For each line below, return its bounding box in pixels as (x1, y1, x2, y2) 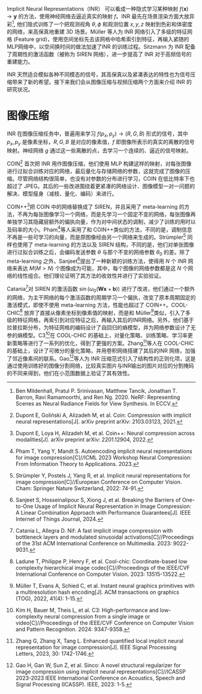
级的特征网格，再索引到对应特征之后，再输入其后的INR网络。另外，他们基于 (7, 317, 194, 324)
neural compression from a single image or (44, 613, 150, 620)
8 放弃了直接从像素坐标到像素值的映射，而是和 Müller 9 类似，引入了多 (19, 308, 191, 316)
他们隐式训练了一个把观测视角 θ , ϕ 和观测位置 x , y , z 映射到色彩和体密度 (16, 20, 193, 28)
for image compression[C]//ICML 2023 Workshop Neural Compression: (15, 454, 192, 461)
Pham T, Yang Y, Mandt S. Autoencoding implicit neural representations (15, 447, 192, 455)
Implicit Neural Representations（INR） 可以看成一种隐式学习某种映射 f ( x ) (7, 5, 189, 12)
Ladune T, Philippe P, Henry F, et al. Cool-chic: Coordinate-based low (15, 558, 188, 565)
